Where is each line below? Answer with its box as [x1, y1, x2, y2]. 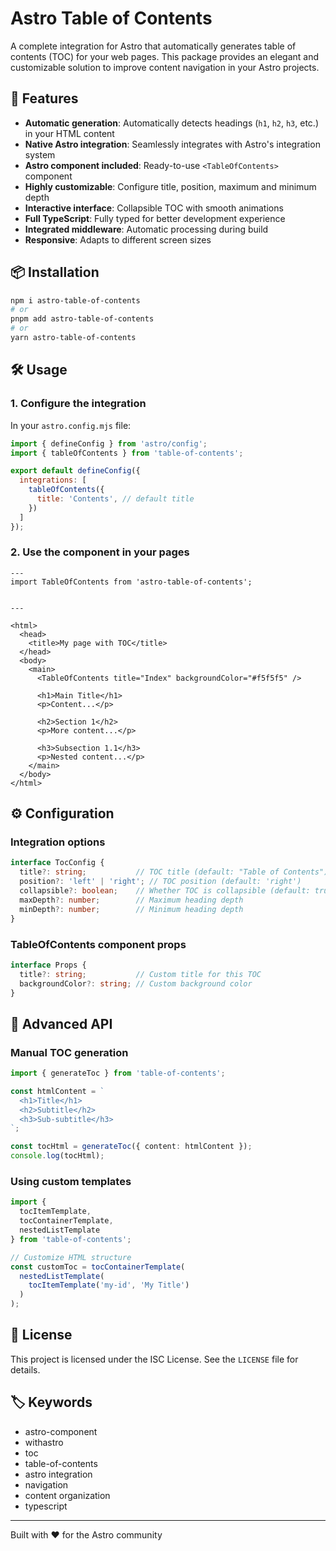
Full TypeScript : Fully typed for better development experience [24, 212, 286, 224]
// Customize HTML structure [10, 1252, 132, 1262]
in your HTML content [24, 127, 115, 139]
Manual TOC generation [10, 1045, 129, 1059]
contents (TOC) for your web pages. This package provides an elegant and [10, 50, 320, 62]
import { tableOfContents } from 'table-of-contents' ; [10, 448, 244, 458]
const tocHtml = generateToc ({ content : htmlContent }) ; [10, 1142, 253, 1152]
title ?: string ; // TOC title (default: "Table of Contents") [19, 867, 329, 877]
